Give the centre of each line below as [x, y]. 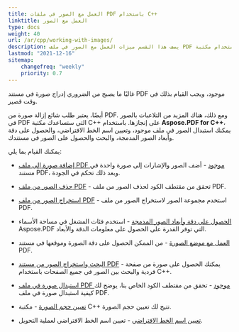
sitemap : [21, 60]
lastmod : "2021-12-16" [41, 54]
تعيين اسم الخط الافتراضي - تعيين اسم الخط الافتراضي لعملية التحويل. [110, 320]
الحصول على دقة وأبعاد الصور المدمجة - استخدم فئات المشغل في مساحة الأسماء [125, 221]
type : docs [24, 27]
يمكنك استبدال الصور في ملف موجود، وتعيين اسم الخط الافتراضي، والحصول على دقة [119, 130]
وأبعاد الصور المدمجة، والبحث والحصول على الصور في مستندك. [91, 137]
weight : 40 [24, 34]
